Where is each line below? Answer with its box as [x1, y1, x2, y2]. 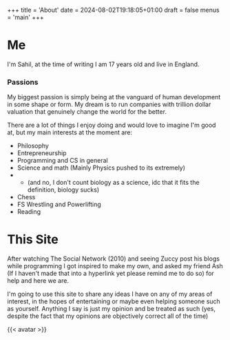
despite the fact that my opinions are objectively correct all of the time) [7, 312, 209, 320]
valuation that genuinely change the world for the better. [7, 108, 167, 116]
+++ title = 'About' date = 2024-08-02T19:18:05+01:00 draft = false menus [7, 6, 220, 14]
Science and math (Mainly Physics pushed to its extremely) [17, 163, 186, 172]
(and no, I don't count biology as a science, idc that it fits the [27, 179, 200, 187]
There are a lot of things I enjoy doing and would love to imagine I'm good [7, 121, 216, 130]
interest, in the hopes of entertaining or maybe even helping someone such [7, 297, 220, 306]
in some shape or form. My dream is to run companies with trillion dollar [7, 100, 211, 109]
